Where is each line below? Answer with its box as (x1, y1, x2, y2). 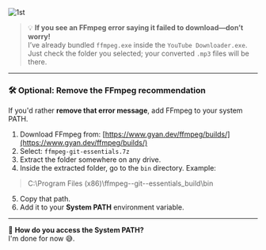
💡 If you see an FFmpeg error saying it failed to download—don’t (27, 23, 244, 32)
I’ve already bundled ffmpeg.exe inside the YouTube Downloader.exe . (27, 40, 248, 49)
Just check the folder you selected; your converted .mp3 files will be (27, 48, 249, 58)
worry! (27, 32, 51, 41)
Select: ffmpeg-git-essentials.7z (19, 147, 130, 156)
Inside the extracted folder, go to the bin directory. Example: (19, 163, 216, 173)
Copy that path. (19, 194, 71, 204)
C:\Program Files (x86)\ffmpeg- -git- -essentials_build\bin (27, 179, 214, 188)
